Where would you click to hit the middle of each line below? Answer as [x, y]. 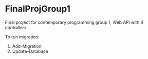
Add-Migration [27, 46]
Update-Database [30, 51]
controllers [16, 27]
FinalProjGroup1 [38, 9]
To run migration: [22, 37]
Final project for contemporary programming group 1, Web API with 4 [74, 22]
